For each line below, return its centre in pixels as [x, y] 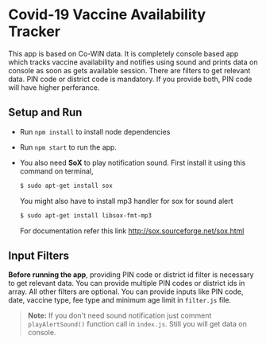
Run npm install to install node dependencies [95, 131]
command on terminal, [56, 171]
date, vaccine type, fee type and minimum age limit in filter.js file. [120, 300]
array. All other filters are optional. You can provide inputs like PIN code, [126, 291]
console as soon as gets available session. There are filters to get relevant [129, 70]
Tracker [35, 31]
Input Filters [39, 255]
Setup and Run [45, 113]
